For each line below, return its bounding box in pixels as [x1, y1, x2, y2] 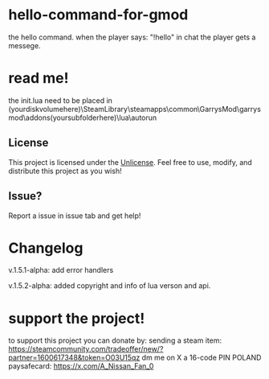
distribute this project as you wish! [8, 166, 122, 175]
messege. [8, 40, 42, 50]
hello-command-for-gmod [8, 6, 189, 24]
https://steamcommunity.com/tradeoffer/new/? [8, 344, 164, 354]
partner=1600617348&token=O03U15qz [8, 352, 141, 363]
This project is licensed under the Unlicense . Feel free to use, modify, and [8, 157, 253, 167]
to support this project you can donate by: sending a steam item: [8, 336, 222, 345]
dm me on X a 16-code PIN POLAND [141, 352, 262, 363]
